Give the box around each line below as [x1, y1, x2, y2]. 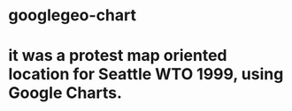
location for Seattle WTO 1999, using [8, 64, 284, 85]
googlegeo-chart [8, 5, 136, 26]
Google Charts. [8, 83, 123, 103]
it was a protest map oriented [8, 46, 227, 66]
